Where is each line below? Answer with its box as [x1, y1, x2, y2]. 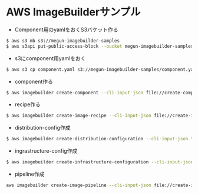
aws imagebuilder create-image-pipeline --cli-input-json [6, 182, 151, 189]
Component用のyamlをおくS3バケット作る [14, 26, 118, 33]
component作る [14, 78, 53, 85]
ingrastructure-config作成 [14, 147, 78, 154]
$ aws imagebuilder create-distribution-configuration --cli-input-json [6, 136, 189, 142]
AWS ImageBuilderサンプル [6, 5, 141, 19]
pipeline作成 [14, 170, 45, 177]
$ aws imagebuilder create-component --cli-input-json [6, 90, 144, 96]
